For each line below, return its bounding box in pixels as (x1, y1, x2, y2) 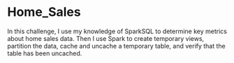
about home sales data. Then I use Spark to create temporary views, (7, 34, 205, 42)
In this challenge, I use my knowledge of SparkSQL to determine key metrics (7, 27, 227, 35)
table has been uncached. (7, 49, 82, 57)
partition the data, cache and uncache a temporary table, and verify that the (7, 42, 226, 50)
